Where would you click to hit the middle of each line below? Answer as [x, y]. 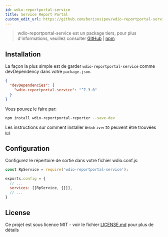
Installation [23, 54]
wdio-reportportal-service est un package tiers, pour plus [77, 33]
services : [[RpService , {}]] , [41, 188]
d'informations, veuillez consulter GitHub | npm [66, 38]
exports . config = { [25, 179]
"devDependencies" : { [32, 85]
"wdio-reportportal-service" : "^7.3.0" [56, 90]
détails [12, 230]
